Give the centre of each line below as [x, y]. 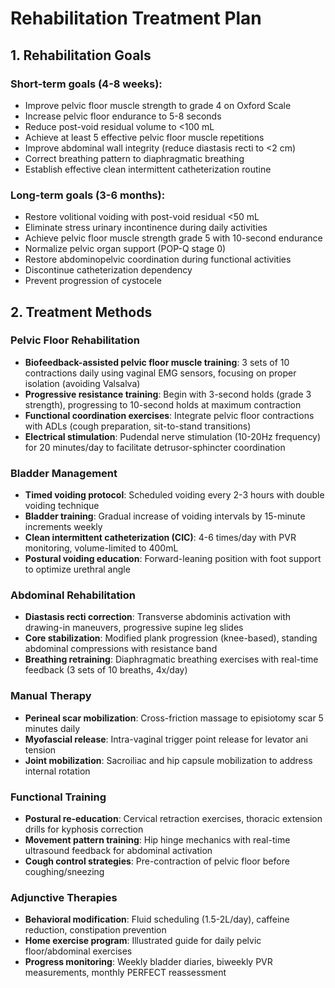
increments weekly [63, 527]
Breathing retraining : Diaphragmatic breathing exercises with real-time [171, 659]
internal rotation [57, 771]
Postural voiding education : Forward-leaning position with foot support [173, 559]
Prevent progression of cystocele [93, 281]
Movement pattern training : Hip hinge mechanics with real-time [157, 840]
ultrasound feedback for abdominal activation [118, 851]
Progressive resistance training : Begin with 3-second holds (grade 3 [168, 394]
